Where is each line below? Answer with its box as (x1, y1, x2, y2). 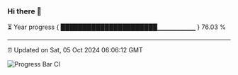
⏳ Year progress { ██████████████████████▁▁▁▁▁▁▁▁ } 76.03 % (7, 23, 227, 31)
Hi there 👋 (7, 6, 42, 16)
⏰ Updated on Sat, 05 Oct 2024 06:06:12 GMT (7, 46, 143, 54)
